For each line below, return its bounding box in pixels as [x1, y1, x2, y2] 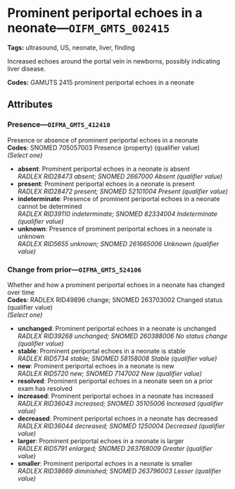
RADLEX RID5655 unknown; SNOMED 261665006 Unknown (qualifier [17, 239, 220, 248]
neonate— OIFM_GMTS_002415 [7, 20, 170, 36]
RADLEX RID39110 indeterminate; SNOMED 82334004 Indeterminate [17, 210, 218, 218]
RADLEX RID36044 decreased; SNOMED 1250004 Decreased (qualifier [17, 421, 225, 430]
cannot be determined [17, 202, 82, 210]
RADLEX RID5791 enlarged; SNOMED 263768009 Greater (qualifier [17, 444, 212, 452]
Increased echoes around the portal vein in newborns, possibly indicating [7, 56, 220, 65]
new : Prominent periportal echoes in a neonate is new [17, 361, 174, 370]
